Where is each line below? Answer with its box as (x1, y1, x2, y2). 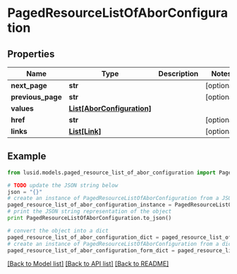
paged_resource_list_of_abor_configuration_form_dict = (7, 247, 175, 254)
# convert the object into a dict (7, 227, 109, 234)
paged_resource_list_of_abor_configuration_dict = (7, 234, 159, 241)
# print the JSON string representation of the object (7, 208, 172, 216)
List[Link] (68, 127, 102, 136)
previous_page (11, 92, 62, 101)
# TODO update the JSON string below (7, 182, 119, 189)
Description (158, 69, 199, 78)
